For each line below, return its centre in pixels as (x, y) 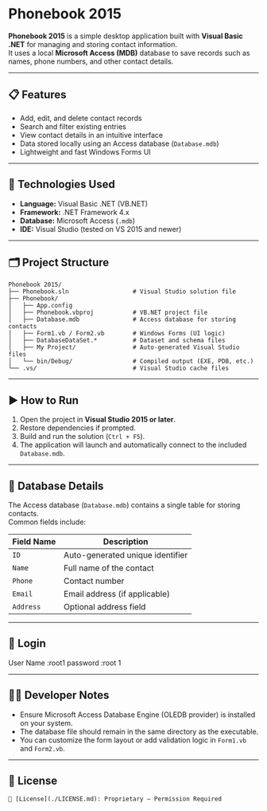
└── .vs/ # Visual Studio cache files (118, 368)
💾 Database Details (56, 486)
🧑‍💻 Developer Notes (59, 695)
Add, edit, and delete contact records (81, 118)
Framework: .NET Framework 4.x (74, 212)
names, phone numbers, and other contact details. (91, 61)
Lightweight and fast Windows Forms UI (85, 151)
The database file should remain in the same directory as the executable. (139, 731)
